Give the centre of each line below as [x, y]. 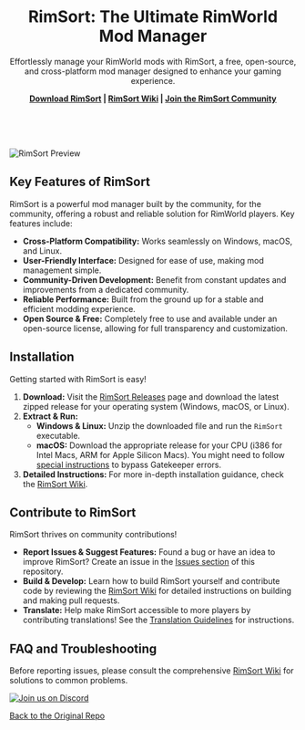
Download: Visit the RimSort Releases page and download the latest [151, 396]
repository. [43, 571]
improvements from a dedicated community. [106, 289]
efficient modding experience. [79, 308]
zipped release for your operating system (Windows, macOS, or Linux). [156, 406]
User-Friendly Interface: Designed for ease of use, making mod [143, 260]
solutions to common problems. [69, 681]
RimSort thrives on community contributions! [93, 535]
